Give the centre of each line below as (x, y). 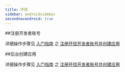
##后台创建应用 (21, 54)
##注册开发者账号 (23, 33)
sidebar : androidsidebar (30, 14)
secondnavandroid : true (29, 19)
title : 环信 (16, 10)
